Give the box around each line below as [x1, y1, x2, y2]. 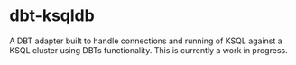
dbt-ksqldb [9, 5, 95, 26]
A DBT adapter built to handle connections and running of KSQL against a [9, 35, 282, 46]
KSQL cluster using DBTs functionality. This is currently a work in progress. [9, 44, 288, 55]
